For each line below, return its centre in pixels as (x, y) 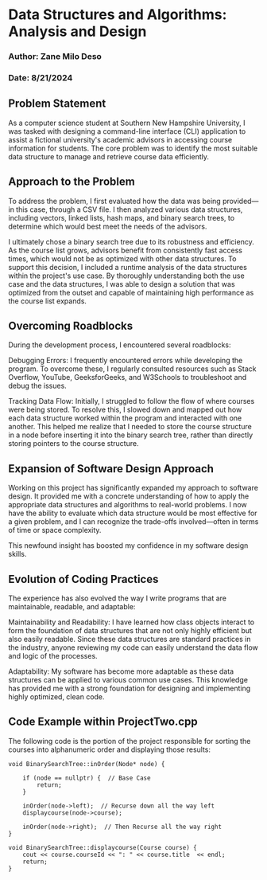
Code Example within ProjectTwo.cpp (103, 722)
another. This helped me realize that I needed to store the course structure (130, 427)
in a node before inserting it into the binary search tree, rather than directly (131, 435)
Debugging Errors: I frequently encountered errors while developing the (126, 361)
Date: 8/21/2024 (41, 78)
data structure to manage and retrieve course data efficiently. (108, 156)
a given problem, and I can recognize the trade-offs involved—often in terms (133, 522)
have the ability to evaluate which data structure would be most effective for (133, 513)
